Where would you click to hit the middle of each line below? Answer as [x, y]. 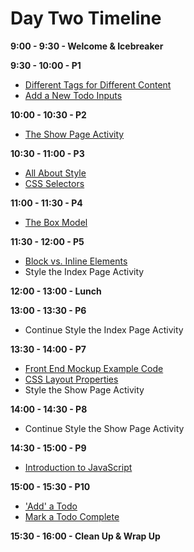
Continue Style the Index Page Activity [104, 329]
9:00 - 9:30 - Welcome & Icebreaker [87, 46]
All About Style [55, 173]
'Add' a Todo [51, 506]
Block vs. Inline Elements [76, 261]
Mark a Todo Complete [72, 516]
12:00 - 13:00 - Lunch [56, 291]
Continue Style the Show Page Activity [104, 428]
